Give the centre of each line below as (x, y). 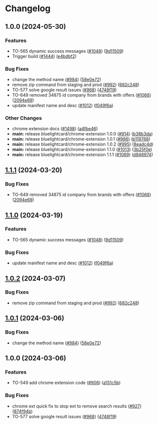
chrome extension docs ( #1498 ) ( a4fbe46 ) (55, 129)
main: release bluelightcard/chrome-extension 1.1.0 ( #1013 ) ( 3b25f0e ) (82, 149)
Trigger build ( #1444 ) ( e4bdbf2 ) (44, 56)
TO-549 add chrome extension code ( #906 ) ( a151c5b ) (66, 383)
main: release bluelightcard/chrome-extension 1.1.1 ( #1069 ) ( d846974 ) (82, 155)
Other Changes (24, 118)
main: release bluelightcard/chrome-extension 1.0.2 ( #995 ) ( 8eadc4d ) (83, 144)
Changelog (28, 9)
